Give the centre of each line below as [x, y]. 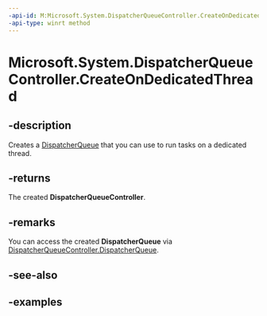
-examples [35, 302]
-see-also [33, 275]
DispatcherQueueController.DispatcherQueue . [83, 250]
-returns [29, 178]
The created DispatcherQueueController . [77, 197]
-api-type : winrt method [49, 23]
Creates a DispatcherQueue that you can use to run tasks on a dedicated [128, 145]
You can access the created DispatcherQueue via [91, 242]
